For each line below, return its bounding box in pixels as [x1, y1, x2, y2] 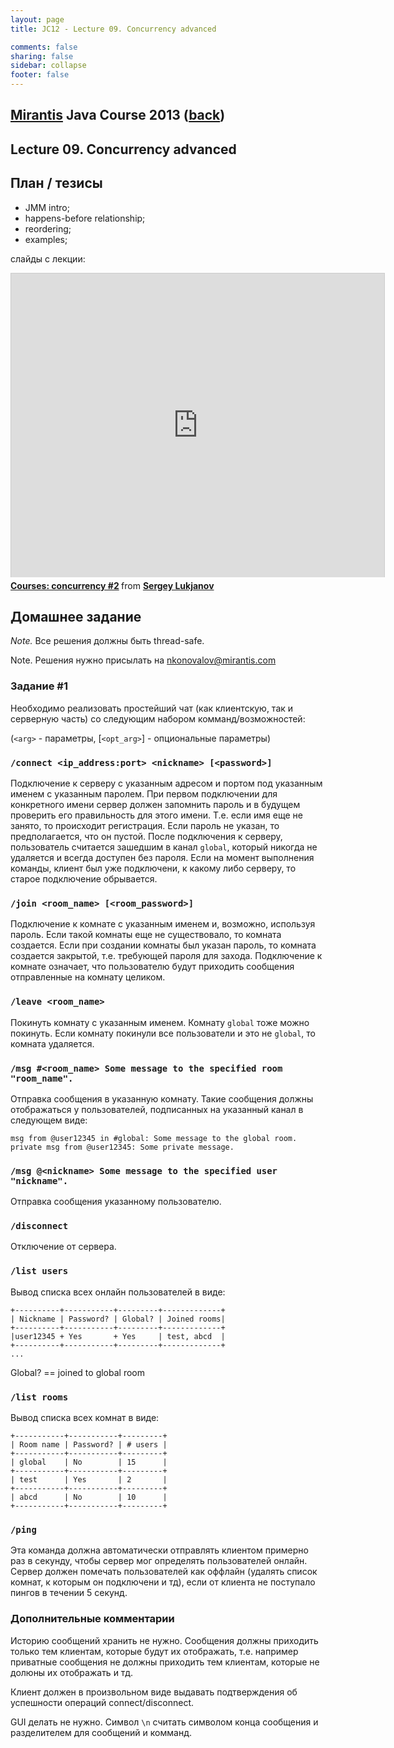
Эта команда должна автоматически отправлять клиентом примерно [10, 1544, 309, 1556]
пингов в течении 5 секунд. [10, 1587, 128, 1599]
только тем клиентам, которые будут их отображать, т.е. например [10, 1645, 299, 1657]
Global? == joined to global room [10, 1366, 146, 1378]
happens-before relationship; [24, 212, 146, 224]
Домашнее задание [10, 608, 142, 625]
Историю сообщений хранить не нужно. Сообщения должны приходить [10, 1634, 319, 1646]
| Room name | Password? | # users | [10, 1440, 168, 1450]
